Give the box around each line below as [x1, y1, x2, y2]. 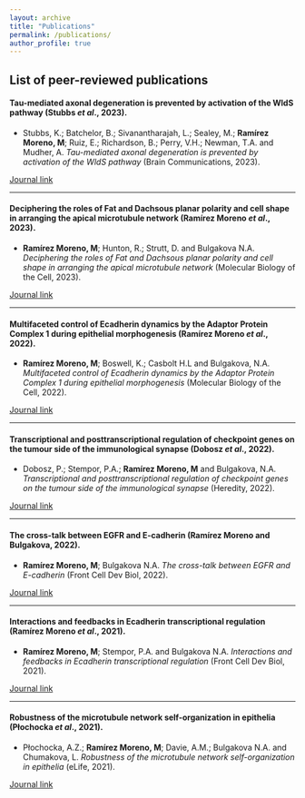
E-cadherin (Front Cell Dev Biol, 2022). [22, 569, 169, 580]
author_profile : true [9, 38, 92, 48]
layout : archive [9, 13, 71, 23]
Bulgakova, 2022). [9, 539, 81, 550]
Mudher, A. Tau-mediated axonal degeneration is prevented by [22, 146, 259, 157]
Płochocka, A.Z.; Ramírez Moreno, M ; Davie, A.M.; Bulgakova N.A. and [22, 742, 288, 754]
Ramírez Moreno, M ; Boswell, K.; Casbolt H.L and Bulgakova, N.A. [22, 358, 271, 369]
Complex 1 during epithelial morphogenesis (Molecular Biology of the [22, 378, 281, 389]
